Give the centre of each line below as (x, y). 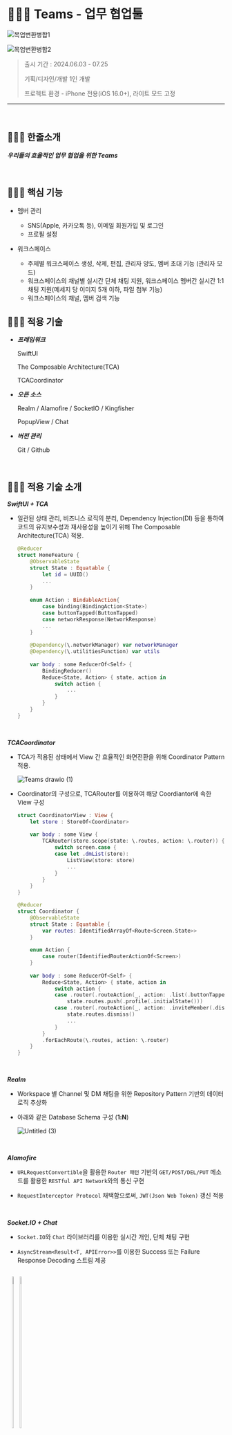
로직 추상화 (32, 1103)
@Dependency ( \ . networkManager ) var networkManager (104, 645)
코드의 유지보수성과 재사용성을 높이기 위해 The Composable (99, 527)
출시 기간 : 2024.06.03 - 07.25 (66, 64)
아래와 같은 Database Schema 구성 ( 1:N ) (73, 1117)
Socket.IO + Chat (32, 1223)
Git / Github (33, 450)
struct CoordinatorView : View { (65, 815)
